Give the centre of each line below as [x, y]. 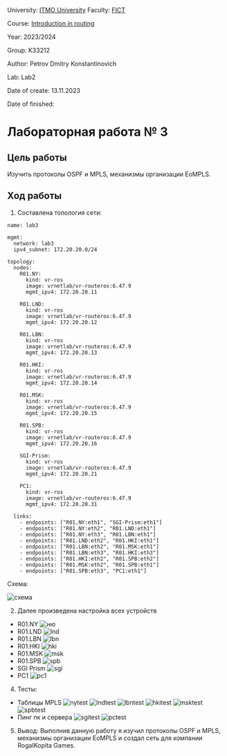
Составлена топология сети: [60, 212]
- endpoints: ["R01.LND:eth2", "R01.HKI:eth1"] [89, 540]
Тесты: [27, 689]
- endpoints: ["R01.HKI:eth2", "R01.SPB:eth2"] [89, 559]
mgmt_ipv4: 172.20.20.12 [61, 322]
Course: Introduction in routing [51, 23]
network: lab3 [34, 243]
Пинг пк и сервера [45, 717]
